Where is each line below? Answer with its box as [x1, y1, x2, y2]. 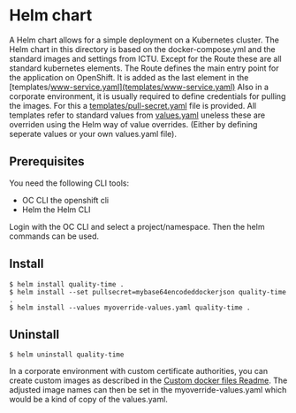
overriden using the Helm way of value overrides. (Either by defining [9, 119, 258, 129]
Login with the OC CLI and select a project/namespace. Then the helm [9, 221, 265, 232]
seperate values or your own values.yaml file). [9, 128, 177, 139]
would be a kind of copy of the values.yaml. [9, 394, 168, 405]
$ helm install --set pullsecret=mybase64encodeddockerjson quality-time [9, 287, 287, 296]
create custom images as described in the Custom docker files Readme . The [9, 375, 288, 386]
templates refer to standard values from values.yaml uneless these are [9, 110, 266, 120]
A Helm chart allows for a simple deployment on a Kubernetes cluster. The [9, 34, 280, 45]
